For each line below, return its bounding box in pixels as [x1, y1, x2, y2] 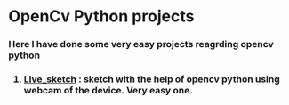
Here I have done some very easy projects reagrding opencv [8, 38, 275, 51]
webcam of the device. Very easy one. [23, 85, 193, 97]
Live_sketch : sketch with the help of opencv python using [23, 73, 281, 85]
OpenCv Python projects [8, 6, 195, 27]
